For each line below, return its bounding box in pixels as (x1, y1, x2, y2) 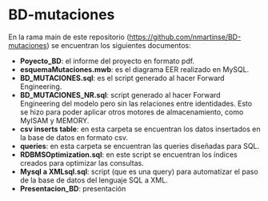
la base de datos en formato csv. (19, 132, 128, 142)
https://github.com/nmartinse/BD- (129, 32, 242, 42)
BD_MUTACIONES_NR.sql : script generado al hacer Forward (19, 90, 222, 99)
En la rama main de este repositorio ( (8, 32, 130, 42)
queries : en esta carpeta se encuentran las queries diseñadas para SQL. (19, 141, 260, 151)
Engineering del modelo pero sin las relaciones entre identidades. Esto (19, 98, 253, 108)
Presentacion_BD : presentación (19, 183, 126, 193)
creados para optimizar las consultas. (19, 158, 144, 167)
